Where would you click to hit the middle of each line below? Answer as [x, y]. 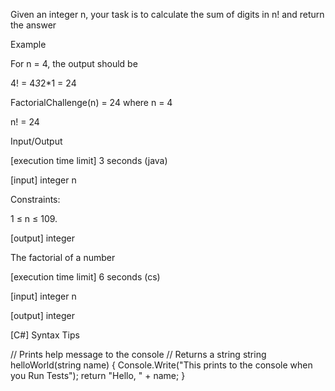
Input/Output [36, 141]
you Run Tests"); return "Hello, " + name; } [98, 375]
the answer [33, 25]
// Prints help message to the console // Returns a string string [138, 354]
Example [28, 44]
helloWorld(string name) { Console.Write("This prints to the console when [161, 365]
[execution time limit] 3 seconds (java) [89, 160]
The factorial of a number [63, 257]
